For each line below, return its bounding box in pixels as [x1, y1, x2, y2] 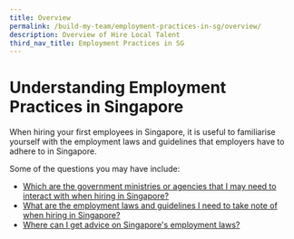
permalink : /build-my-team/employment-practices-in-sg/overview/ [9, 22, 261, 31]
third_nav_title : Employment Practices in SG [9, 38, 184, 48]
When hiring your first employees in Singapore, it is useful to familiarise [9, 127, 277, 138]
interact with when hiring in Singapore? [22, 191, 170, 202]
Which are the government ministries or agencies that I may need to [22, 181, 277, 192]
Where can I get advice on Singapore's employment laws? [22, 219, 240, 231]
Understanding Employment [9, 78, 227, 98]
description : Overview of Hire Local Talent [9, 30, 181, 39]
